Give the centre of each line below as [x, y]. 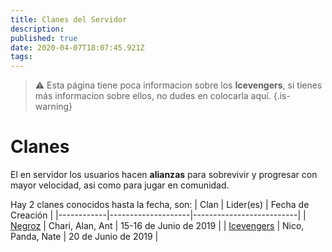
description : [37, 29]
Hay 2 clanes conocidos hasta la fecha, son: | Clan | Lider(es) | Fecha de [160, 205]
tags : [21, 57]
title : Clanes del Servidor [69, 19]
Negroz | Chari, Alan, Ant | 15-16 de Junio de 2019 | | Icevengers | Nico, [157, 226]
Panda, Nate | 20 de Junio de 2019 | [84, 237]
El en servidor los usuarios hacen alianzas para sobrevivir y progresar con [164, 175]
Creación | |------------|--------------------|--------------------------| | [158, 215]
